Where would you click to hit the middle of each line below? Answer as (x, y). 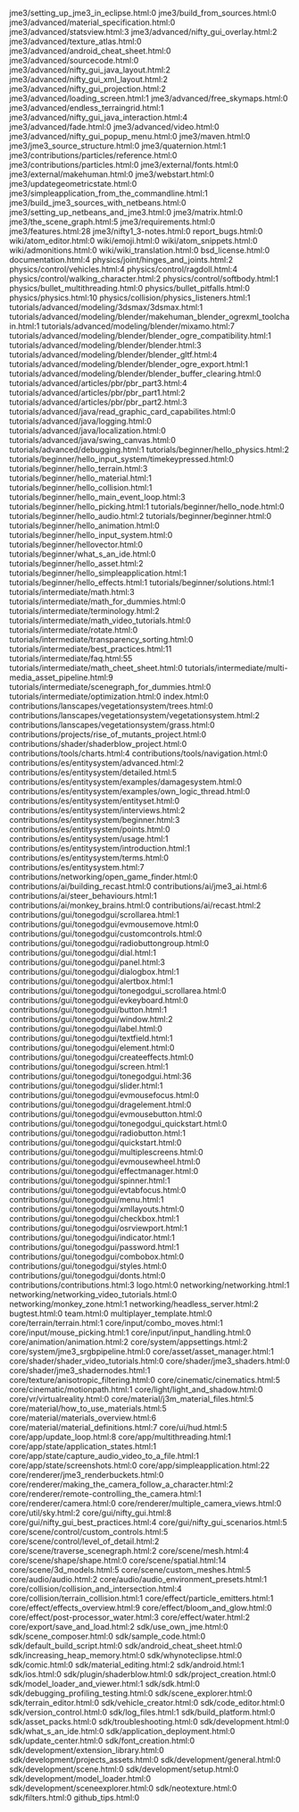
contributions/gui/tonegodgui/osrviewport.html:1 (98, 1228)
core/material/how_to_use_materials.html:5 (88, 1408)
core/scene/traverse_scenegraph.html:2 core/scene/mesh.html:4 (129, 1551)
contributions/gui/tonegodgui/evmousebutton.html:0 (106, 1114)
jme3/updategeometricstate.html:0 (73, 184)
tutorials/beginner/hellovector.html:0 (76, 545)
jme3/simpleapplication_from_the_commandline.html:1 (108, 193)
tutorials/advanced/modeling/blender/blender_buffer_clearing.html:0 (135, 373)
